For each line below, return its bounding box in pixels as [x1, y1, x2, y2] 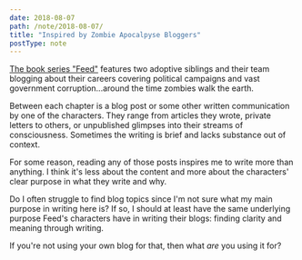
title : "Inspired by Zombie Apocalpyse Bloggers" [9, 30, 202, 39]
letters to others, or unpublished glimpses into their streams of [9, 120, 244, 131]
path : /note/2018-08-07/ [9, 22, 104, 31]
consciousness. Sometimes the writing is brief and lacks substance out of [9, 129, 287, 141]
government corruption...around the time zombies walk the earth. [9, 83, 255, 94]
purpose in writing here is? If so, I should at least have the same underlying [9, 204, 291, 215]
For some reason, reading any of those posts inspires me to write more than [9, 156, 294, 168]
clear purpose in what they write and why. [9, 176, 167, 187]
